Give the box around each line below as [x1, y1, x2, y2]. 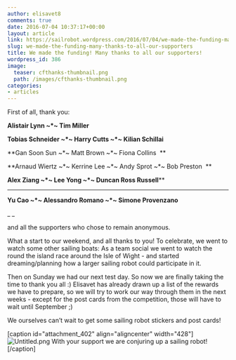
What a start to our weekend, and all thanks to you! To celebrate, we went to [7, 236, 228, 246]
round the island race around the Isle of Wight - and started [7, 252, 180, 260]
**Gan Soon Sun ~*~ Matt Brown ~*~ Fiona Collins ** [7, 149, 166, 157]
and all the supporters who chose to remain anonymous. [7, 223, 171, 232]
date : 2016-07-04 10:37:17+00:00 [7, 23, 105, 30]
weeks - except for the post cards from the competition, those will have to [7, 295, 221, 304]
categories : [7, 82, 42, 89]
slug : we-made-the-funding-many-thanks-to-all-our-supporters [7, 43, 193, 50]
